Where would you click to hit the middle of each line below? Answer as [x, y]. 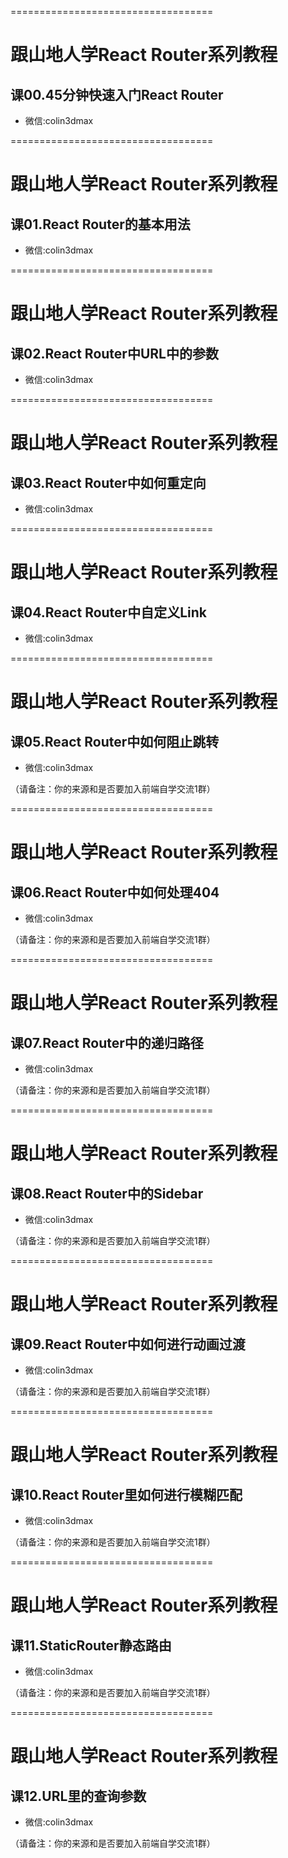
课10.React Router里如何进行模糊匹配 [126, 1494]
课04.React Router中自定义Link [108, 612]
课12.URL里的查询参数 [78, 1796]
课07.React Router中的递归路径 [107, 1042]
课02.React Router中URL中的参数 [114, 353]
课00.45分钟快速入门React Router [117, 94]
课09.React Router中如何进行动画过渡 [128, 1344]
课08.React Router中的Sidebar [107, 1193]
